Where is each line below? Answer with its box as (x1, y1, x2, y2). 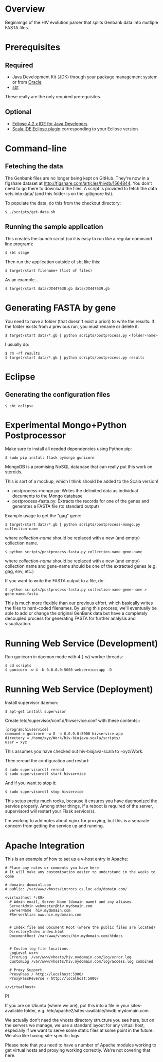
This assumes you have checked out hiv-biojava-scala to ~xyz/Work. (5, 748, 144, 755)
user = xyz (5, 740, 27, 745)
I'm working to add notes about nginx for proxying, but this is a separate (5, 818, 150, 824)
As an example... (5, 276, 38, 283)
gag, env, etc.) (5, 568, 34, 575)
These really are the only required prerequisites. (5, 93, 101, 99)
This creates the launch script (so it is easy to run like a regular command (5, 235, 152, 241)
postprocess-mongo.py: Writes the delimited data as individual (12, 488, 138, 494)
